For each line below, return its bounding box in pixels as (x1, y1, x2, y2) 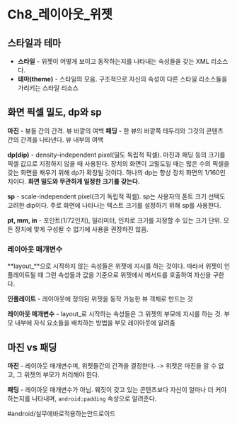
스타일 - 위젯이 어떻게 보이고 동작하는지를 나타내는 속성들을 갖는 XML (17, 57, 210, 65)
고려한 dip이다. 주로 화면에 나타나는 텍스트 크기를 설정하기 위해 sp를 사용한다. (7, 201, 221, 209)
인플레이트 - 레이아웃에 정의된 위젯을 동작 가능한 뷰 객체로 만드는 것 (7, 295, 193, 303)
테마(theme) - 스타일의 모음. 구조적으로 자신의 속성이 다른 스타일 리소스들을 (17, 75, 228, 83)
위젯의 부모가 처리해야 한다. (23, 370, 100, 379)
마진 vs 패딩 (7, 341, 57, 353)
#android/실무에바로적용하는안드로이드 (7, 409, 116, 418)
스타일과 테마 (7, 37, 62, 49)
